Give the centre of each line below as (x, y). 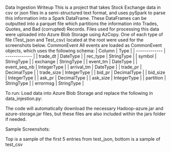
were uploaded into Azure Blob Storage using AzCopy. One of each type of (84, 34)
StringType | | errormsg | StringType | (45, 83)
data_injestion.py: (24, 98)
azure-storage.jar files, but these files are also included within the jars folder (86, 114)
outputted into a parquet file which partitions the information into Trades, (82, 23)
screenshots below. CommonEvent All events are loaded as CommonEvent (84, 45)
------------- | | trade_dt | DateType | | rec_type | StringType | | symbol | (81, 56)
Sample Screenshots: (28, 129)
